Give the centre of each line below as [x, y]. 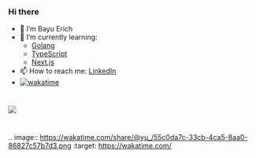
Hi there [24, 12]
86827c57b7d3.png [40, 145]
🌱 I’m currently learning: [58, 37]
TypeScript [49, 54]
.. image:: [23, 137]
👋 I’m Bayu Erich [46, 29]
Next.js [43, 62]
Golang [43, 46]
